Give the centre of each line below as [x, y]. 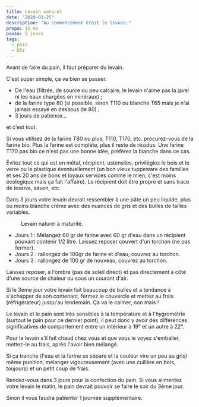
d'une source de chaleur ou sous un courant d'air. [67, 278]
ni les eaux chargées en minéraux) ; [59, 96]
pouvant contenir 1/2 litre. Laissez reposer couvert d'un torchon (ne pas [102, 241]
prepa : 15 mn [22, 28]
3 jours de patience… [41, 115]
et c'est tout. [22, 127]
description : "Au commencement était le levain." [69, 23]
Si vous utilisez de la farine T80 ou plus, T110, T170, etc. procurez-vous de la [100, 138]
